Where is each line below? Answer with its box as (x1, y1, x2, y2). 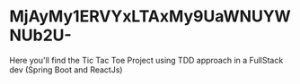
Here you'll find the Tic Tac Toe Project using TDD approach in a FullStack (9, 55, 284, 65)
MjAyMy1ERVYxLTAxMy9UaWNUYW (9, 6, 292, 27)
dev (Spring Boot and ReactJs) (9, 64, 123, 75)
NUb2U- (9, 25, 72, 46)
